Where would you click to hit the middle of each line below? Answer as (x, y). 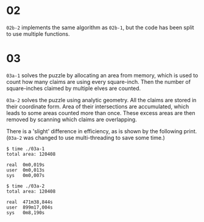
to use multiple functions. (38, 33)
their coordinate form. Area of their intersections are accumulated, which (98, 106)
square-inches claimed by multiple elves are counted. (74, 88)
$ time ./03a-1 (26, 149)
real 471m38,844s (30, 202)
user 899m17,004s (30, 207)
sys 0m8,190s (26, 213)
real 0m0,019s (26, 165)
